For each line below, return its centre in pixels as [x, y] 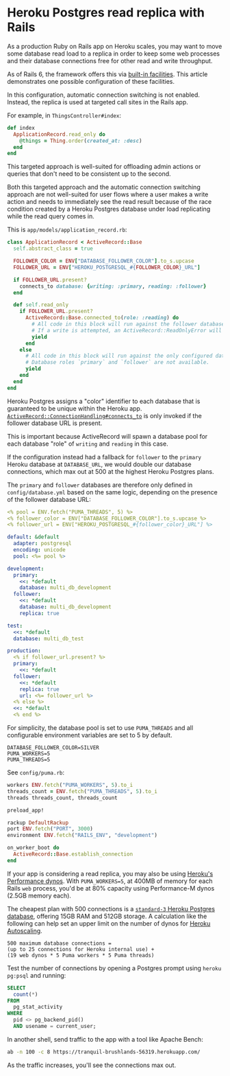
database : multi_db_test [49, 639]
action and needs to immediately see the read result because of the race [110, 202]
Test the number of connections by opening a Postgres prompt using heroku [114, 968]
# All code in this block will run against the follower [114, 324]
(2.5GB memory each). [39, 895]
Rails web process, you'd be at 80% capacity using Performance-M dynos [111, 888]
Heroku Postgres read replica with [106, 13]
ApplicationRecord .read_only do [60, 134]
